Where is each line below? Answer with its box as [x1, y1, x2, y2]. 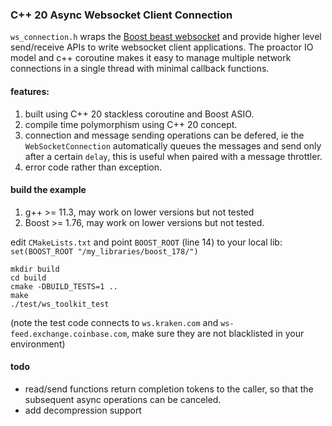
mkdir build [10, 264, 60, 274]
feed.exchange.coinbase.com [10, 329, 128, 339]
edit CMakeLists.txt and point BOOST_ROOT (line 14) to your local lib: [10, 236, 283, 248]
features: [10, 85, 50, 97]
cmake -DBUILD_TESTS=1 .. [10, 281, 118, 292]
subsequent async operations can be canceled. [24, 393, 222, 405]
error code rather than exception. [24, 161, 163, 173]
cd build [10, 273, 47, 283]
